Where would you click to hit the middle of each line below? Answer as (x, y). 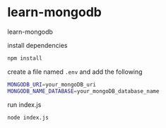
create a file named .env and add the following (75, 72)
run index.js (24, 104)
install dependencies (37, 45)
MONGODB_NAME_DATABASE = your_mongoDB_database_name (83, 91)
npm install (25, 58)
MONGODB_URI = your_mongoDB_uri (52, 84)
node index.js (28, 117)
